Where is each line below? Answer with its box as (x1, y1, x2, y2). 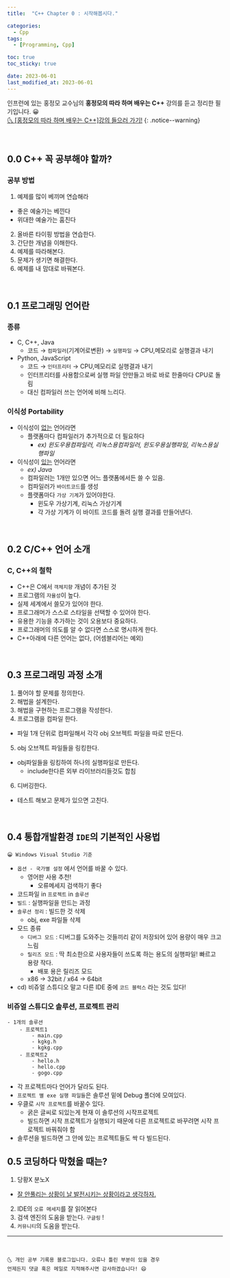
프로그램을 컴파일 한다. (16, 714, 78, 722)
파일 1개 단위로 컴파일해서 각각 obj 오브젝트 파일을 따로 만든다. (16, 729, 183, 737)
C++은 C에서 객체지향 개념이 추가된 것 (16, 582, 117, 591)
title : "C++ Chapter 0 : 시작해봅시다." (7, 10, 118, 17)
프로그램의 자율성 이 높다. (16, 591, 81, 599)
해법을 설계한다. (16, 697, 60, 705)
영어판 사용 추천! (27, 873, 72, 881)
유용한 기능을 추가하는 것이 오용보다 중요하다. (16, 617, 138, 625)
